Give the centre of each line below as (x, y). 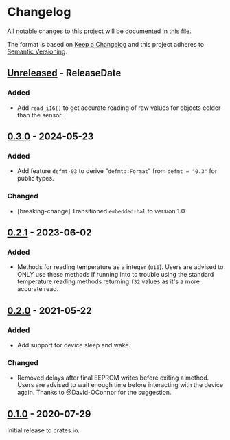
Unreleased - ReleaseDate (64, 73)
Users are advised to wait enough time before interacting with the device (120, 385)
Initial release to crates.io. (44, 430)
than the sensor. (40, 115)
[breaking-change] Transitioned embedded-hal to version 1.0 (101, 211)
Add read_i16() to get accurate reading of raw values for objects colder (119, 108)
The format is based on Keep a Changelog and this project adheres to (106, 44)
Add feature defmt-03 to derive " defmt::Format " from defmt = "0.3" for (117, 171)
